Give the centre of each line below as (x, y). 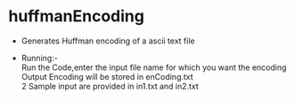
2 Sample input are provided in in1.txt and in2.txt (110, 86)
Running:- (40, 58)
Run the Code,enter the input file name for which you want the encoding (154, 67)
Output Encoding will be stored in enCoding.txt (107, 76)
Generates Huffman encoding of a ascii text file (108, 41)
